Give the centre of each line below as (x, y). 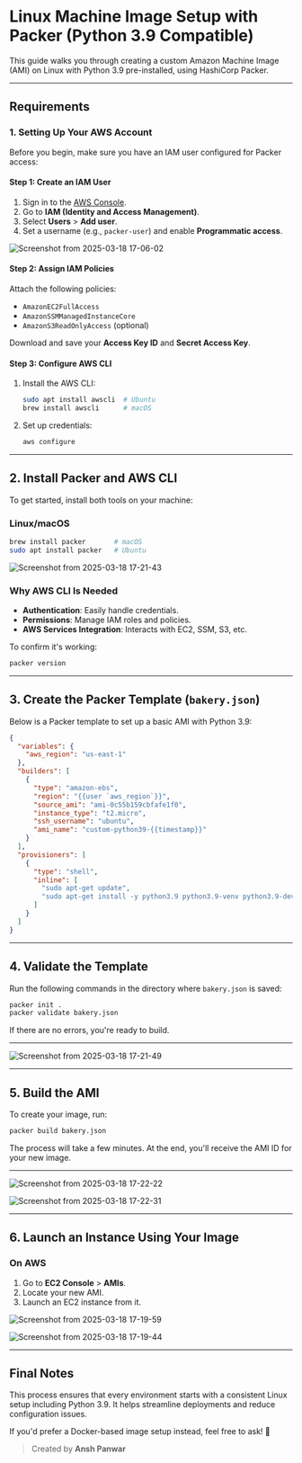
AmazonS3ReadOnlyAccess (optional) (86, 326)
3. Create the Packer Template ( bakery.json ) (135, 700)
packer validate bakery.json (64, 1013)
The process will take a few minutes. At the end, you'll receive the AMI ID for (151, 1147)
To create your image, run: (58, 1115)
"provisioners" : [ (52, 855)
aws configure (49, 442)
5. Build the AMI (54, 1093)
